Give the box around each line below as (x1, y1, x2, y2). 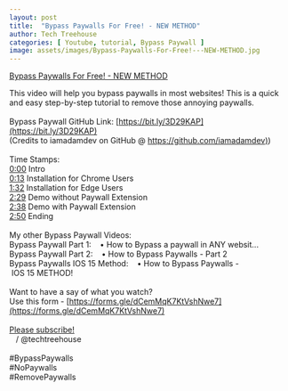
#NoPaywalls (9, 362, 58, 373)
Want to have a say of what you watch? (9, 287, 153, 297)
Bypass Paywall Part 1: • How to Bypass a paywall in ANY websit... (9, 240, 260, 250)
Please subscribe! (9, 324, 76, 335)
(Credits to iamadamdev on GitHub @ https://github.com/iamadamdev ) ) (9, 135, 271, 146)
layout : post (9, 12, 58, 22)
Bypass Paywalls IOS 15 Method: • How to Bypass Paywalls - (9, 258, 240, 269)
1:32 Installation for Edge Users (9, 183, 124, 193)
